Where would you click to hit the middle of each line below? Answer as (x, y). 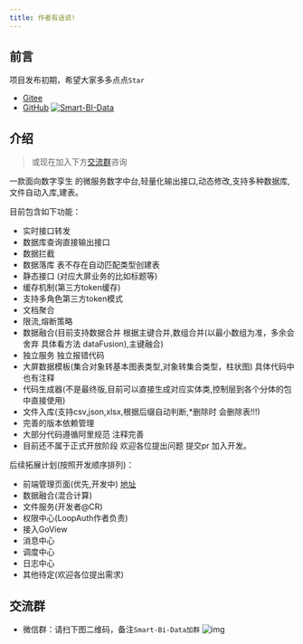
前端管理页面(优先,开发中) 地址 (79, 484)
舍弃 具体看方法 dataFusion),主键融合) (93, 344)
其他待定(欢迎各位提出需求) (73, 574)
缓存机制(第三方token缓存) (71, 288)
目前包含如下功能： (45, 212)
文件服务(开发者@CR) (62, 507)
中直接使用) (44, 401)
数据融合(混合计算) (57, 496)
